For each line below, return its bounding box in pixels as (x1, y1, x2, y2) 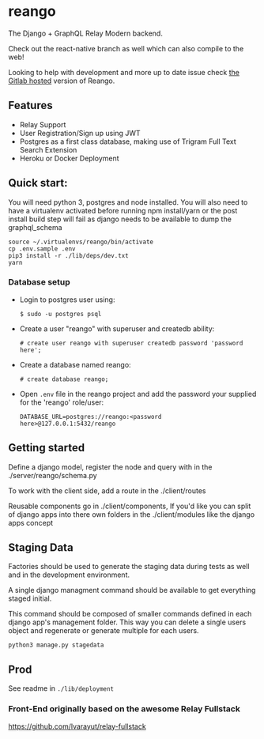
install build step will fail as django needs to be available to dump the (8, 214, 232, 224)
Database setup (8, 277, 71, 288)
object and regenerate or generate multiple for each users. (8, 626, 199, 635)
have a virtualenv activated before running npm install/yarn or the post (8, 205, 238, 215)
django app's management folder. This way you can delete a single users (8, 617, 247, 627)
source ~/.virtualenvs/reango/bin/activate (8, 238, 154, 246)
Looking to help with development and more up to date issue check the (8, 67, 239, 77)
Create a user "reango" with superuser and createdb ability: (19, 323, 215, 334)
